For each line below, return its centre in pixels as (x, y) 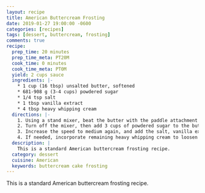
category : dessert (35, 154)
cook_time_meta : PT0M (39, 69)
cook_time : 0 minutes (39, 63)
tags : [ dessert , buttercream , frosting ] (59, 35)
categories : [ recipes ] (35, 29)
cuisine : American (35, 160)
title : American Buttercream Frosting (56, 18)
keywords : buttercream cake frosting (60, 166)
